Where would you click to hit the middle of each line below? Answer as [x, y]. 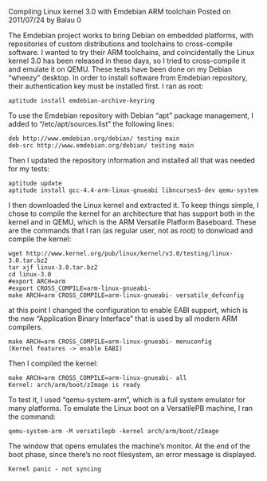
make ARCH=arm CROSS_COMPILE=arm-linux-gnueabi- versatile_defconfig [126, 295]
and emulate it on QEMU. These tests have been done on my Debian [120, 69]
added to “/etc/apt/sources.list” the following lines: [91, 124]
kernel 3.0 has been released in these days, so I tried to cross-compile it [127, 61]
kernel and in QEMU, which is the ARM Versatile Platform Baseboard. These [132, 222]
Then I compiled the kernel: [53, 363]
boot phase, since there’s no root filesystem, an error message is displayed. [132, 454]
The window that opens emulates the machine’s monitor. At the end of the [130, 446]
